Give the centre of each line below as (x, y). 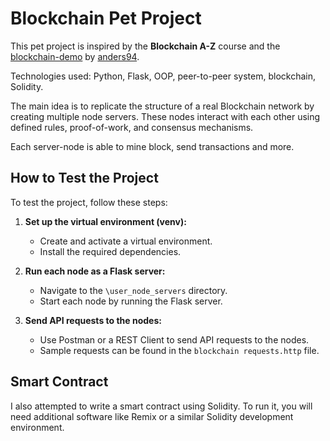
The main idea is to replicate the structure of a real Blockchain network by (162, 106)
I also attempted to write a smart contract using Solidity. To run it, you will (161, 406)
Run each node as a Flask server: (95, 271)
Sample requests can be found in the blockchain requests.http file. (179, 350)
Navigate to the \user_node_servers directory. (133, 290)
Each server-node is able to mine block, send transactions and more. (152, 146)
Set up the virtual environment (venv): (105, 221)
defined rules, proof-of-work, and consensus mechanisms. (132, 127)
